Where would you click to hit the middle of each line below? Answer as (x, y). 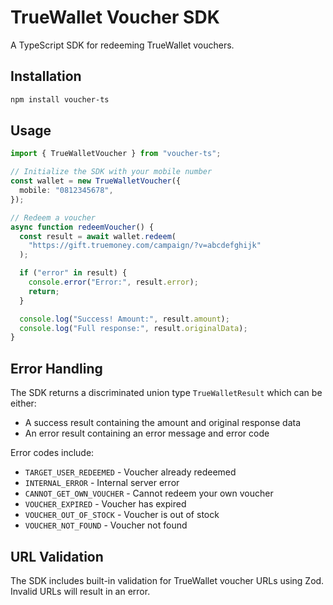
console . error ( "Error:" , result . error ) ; (113, 282)
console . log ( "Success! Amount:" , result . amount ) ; (124, 319)
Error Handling (56, 368)
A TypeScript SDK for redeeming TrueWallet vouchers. (122, 45)
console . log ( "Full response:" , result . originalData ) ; (133, 328)
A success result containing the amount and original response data (163, 423)
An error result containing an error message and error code (147, 433)
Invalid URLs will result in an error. (80, 591)
